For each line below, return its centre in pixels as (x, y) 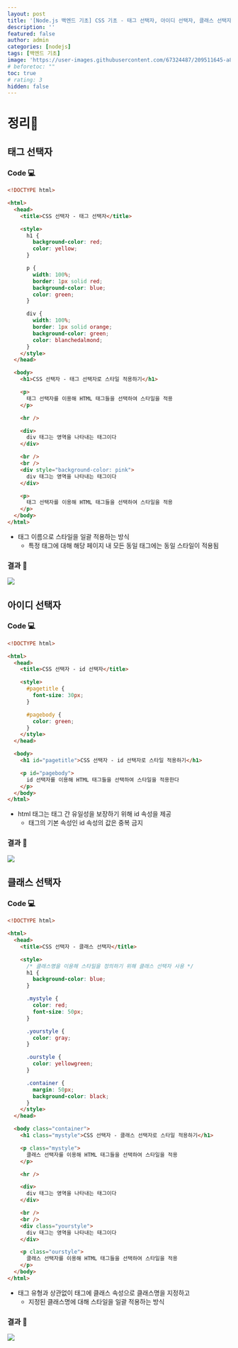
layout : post (27, 14)
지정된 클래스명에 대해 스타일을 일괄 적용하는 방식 (96, 1301)
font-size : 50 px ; (58, 1012)
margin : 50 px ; (53, 1089)
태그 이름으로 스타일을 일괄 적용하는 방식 (73, 536)
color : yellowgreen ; (63, 1064)
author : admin (28, 40)
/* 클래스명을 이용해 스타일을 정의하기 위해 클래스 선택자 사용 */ (110, 966)
